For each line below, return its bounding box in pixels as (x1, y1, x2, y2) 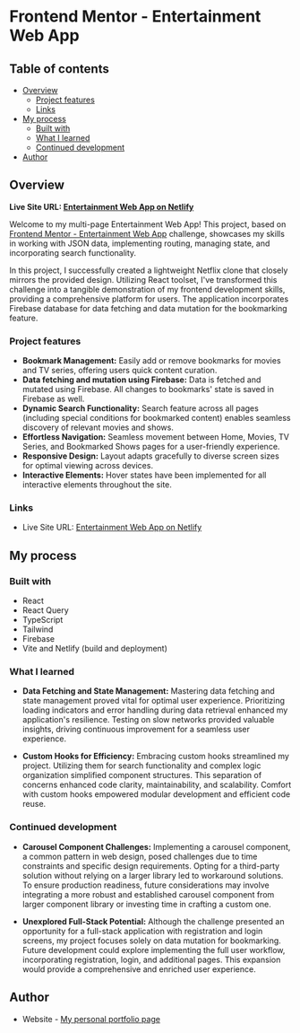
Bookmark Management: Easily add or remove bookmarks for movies (21, 355, 281, 366)
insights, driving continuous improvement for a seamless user (21, 724, 251, 735)
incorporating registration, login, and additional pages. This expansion (21, 954, 281, 965)
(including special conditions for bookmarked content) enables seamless (21, 413, 291, 424)
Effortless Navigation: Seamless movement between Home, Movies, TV (21, 432, 289, 442)
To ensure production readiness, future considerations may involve (21, 880, 270, 890)
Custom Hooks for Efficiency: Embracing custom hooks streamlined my (21, 751, 289, 762)
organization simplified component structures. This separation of (21, 770, 262, 781)
